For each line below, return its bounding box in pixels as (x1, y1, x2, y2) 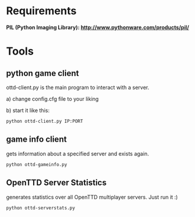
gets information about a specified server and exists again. (6, 150, 149, 157)
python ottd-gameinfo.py (6, 161, 67, 167)
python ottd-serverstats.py (6, 205, 76, 211)
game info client (6, 135, 67, 145)
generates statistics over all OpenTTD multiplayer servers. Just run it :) (6, 193, 178, 200)
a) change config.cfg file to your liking (6, 95, 99, 102)
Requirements (6, 4, 77, 18)
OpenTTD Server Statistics (6, 178, 107, 188)
